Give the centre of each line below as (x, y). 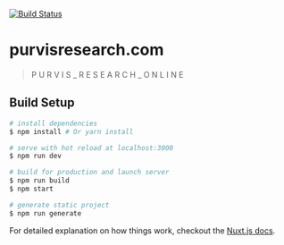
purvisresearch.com (87, 50)
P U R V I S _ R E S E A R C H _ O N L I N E (108, 74)
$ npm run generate (46, 213)
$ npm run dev (36, 156)
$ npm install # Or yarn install (71, 131)
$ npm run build (39, 181)
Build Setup (42, 103)
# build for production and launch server (89, 173)
